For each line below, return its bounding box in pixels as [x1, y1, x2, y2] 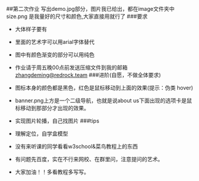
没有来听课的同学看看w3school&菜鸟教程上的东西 [14, 143, 138, 150]
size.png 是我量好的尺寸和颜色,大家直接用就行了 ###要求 [6, 13, 148, 20]
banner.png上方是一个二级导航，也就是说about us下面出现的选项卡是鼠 [14, 97, 192, 104]
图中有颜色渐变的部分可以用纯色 [14, 51, 95, 58]
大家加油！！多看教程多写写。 [14, 168, 89, 176]
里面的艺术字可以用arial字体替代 [14, 38, 95, 45]
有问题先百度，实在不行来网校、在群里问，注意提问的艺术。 [14, 156, 163, 162]
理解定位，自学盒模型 [14, 130, 68, 137]
